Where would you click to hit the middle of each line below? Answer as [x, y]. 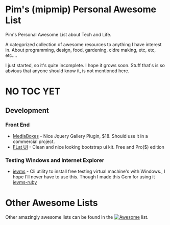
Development [27, 110]
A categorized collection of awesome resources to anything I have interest [83, 44]
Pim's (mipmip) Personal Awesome [81, 9]
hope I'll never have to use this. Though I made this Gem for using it [84, 177]
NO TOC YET [33, 91]
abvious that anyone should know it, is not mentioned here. [67, 71]
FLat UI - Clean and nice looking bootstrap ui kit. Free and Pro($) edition [89, 147]
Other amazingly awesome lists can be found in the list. [77, 217]
